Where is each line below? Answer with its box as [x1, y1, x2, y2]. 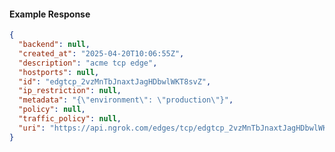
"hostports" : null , [18, 67, 100, 77]
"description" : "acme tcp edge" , [18, 58, 158, 68]
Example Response [9, 8, 91, 20]
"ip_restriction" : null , [18, 86, 122, 96]
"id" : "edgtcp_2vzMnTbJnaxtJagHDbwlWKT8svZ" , [18, 76, 212, 87]
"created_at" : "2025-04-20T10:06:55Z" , [18, 48, 185, 59]
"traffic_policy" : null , [18, 114, 122, 124]
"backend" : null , [18, 40, 91, 50]
